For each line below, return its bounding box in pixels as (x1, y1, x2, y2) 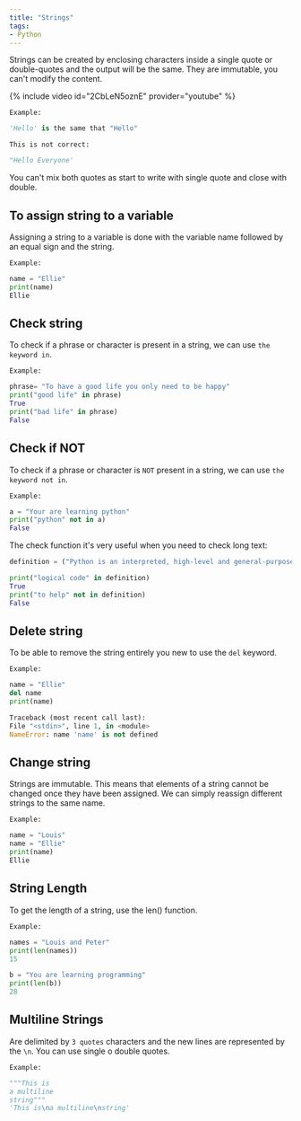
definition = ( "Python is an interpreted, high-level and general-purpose (9, 558, 295, 567)
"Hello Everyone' (9, 156, 74, 165)
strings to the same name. (9, 798, 106, 808)
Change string (9, 755, 91, 771)
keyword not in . (9, 473, 69, 485)
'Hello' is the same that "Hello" (9, 124, 139, 133)
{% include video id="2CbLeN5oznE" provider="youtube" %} (9, 91, 236, 102)
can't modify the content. (9, 74, 103, 84)
